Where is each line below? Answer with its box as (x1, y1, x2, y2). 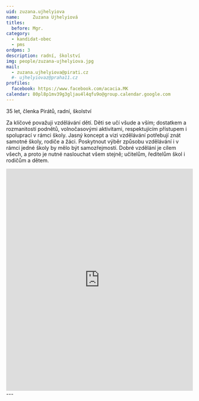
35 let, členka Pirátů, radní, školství (6, 107, 92, 114)
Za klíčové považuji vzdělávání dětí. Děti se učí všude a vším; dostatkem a (6, 119, 187, 126)
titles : (6, 20, 25, 25)
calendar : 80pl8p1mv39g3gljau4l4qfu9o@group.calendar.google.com (6, 91, 171, 97)
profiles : (6, 81, 31, 86)
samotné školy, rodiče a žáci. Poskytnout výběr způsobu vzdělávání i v (6, 137, 179, 145)
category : (6, 31, 31, 37)
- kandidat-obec (11, 36, 52, 42)
